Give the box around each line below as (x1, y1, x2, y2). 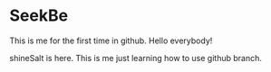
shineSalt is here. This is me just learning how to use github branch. (9, 52, 263, 63)
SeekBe (9, 5, 69, 26)
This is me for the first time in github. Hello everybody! (9, 35, 213, 46)
